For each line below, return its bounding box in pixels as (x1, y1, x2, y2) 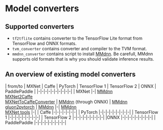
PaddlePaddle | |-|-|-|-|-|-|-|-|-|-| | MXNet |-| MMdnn (5, 88, 113, 94)
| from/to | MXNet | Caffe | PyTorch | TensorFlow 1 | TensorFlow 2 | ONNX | (5, 83, 157, 89)
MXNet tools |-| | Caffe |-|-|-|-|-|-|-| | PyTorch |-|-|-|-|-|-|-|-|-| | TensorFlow (5, 109, 158, 115)
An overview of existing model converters (5, 70, 136, 79)
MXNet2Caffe (5, 93, 33, 99)
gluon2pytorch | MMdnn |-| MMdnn (5, 104, 77, 110)
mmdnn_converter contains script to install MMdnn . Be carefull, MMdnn (12, 51, 153, 57)
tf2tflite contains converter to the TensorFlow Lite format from (12, 35, 143, 41)
